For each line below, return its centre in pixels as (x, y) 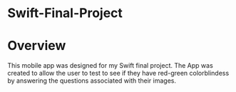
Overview (37, 46)
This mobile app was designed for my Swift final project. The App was (111, 66)
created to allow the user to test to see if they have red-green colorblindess (118, 73)
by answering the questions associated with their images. (92, 81)
